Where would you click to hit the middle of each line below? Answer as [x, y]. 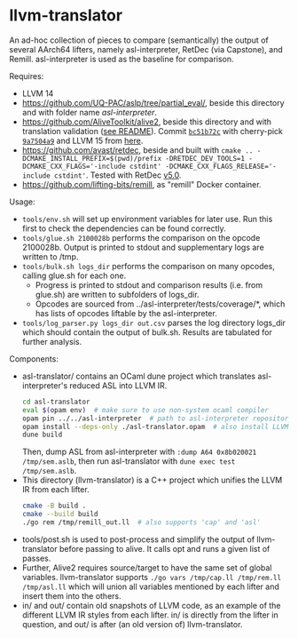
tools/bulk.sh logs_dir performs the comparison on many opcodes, [148, 266]
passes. [36, 558]
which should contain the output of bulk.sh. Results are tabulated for [147, 332]
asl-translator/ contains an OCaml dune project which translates [138, 376]
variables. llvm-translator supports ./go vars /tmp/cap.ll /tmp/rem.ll [152, 577]
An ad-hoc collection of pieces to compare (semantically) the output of [139, 40]
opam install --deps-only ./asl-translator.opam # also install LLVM [155, 427]
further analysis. [52, 341]
